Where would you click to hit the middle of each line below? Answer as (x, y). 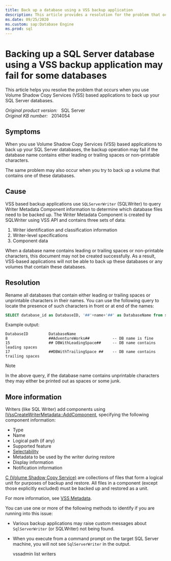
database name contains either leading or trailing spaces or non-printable (82, 155)
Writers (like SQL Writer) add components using (55, 409)
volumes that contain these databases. (46, 267)
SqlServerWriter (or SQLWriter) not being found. (63, 529)
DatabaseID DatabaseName (41, 334)
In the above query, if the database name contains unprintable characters (82, 376)
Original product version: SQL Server (45, 110)
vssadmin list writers (34, 554)
